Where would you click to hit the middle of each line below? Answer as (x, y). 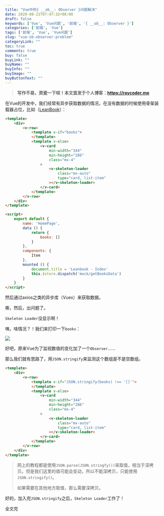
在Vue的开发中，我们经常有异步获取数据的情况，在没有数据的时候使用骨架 (80, 103)
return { (40, 232)
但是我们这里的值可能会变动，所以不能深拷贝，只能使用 (82, 471)
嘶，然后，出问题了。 (26, 308)
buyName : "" (17, 64)
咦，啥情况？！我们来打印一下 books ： (43, 329)
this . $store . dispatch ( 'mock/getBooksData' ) (76, 274)
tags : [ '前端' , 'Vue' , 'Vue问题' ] (39, 32)
